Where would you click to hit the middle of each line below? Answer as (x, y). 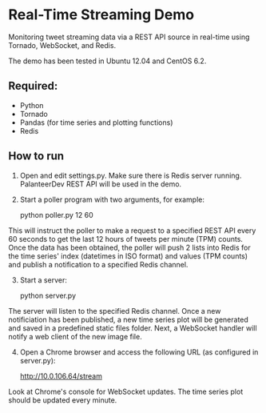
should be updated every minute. (63, 400)
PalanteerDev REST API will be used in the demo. (101, 184)
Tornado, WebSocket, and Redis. (62, 45)
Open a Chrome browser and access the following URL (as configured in (139, 352)
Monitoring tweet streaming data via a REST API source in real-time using (129, 37)
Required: (33, 86)
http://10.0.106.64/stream (61, 376)
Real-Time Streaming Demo (101, 15)
